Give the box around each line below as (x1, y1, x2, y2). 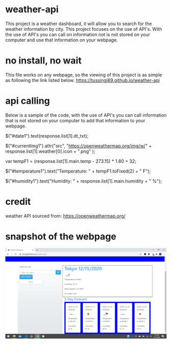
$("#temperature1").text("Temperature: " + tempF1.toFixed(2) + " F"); (5, 168, 151, 174)
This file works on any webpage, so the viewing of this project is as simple (5, 72, 162, 78)
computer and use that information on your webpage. (5, 37, 118, 43)
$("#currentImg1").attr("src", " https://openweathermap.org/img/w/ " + (5, 142, 152, 149)
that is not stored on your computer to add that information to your (5, 117, 145, 123)
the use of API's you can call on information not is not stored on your (5, 31, 150, 37)
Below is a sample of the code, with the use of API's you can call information (5, 112, 167, 118)
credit (5, 196, 31, 207)
